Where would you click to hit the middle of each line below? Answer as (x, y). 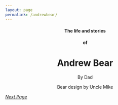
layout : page (19, 10)
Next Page (16, 96)
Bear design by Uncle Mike (85, 87)
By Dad (85, 77)
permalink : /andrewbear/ (31, 15)
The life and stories (85, 31)
